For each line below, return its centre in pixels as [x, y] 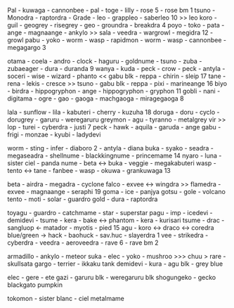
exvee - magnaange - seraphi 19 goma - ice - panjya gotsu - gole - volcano [117, 192]
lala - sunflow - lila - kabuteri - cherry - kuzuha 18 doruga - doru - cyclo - [113, 112]
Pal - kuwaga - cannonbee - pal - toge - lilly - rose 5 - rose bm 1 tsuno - [111, 10]
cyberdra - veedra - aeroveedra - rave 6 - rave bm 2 [83, 243]
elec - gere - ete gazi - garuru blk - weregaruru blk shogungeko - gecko [112, 277]
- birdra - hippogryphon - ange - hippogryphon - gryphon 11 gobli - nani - [114, 91]
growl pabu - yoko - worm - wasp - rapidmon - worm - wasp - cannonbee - [117, 40]
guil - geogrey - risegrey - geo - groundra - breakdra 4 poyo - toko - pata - [116, 25]
